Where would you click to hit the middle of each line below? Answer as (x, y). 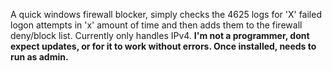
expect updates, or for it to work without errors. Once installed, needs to (163, 46)
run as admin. (39, 57)
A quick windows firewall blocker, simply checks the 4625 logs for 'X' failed (166, 14)
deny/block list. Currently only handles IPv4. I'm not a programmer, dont (160, 35)
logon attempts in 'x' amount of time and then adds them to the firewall (156, 25)
